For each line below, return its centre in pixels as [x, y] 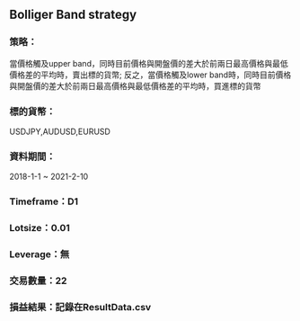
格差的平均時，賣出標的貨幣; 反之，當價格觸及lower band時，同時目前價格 [154, 75]
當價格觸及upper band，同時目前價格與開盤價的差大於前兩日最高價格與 [141, 63]
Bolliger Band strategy [73, 15]
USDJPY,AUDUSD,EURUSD [60, 131]
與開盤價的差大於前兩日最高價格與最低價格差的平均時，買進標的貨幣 [135, 85]
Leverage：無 [40, 254]
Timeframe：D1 [44, 201]
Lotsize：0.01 [40, 228]
